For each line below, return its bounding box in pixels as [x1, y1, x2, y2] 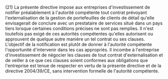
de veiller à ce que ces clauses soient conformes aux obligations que [5, 57, 148, 63]
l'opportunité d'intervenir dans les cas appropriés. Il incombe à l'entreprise [5, 47, 159, 52]
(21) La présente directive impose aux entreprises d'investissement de [5, 4, 150, 10]
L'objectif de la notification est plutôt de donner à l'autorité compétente [5, 41, 152, 47]
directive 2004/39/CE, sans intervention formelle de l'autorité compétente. [5, 68, 159, 74]
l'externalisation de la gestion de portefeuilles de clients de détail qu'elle [5, 15, 154, 20]
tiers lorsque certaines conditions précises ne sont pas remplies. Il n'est [5, 25, 154, 31]
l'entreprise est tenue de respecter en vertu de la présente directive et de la [5, 62, 161, 68]
